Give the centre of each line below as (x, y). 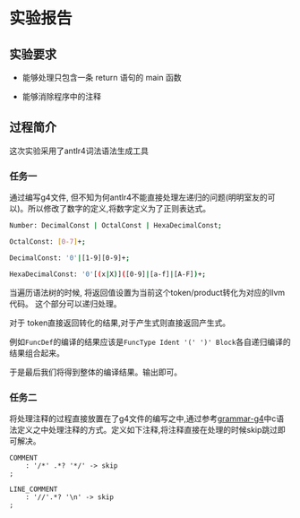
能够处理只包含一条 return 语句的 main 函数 (102, 78)
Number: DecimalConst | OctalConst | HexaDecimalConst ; (116, 226)
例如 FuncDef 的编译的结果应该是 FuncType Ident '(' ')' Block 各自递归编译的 (150, 341)
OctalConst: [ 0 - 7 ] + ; (48, 242)
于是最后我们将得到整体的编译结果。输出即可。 (95, 372)
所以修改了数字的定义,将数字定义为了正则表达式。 (120, 209)
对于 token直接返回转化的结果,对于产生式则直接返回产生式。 (120, 323)
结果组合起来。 (37, 353)
